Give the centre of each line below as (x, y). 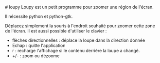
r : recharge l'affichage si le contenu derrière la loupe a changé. (76, 51)
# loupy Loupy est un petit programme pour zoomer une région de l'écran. (80, 7)
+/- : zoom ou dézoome (36, 56)
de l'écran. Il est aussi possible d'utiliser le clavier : (56, 31)
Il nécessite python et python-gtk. (39, 16)
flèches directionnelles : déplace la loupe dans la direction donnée (79, 40)
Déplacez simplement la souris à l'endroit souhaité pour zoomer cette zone (80, 26)
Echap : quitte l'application (39, 45)
